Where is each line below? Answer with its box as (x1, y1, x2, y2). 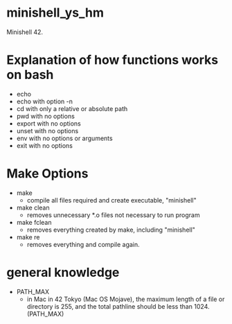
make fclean (16, 218, 52, 226)
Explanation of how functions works (6, 52, 219, 68)
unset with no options (16, 126, 79, 135)
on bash (6, 67, 54, 83)
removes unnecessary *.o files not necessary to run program (26, 210, 200, 219)
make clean (16, 203, 50, 212)
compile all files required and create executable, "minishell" (26, 196, 197, 204)
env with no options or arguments (16, 134, 113, 142)
